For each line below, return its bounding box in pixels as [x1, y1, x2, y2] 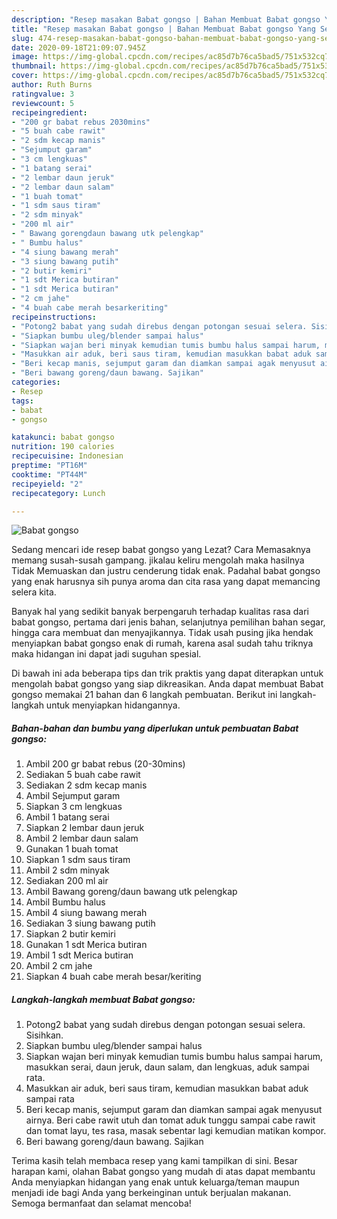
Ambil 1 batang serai [25, 811, 110, 823]
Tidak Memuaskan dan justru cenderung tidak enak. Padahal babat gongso [11, 565, 321, 577]
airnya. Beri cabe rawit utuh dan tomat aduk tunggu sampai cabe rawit [25, 1114, 316, 1126]
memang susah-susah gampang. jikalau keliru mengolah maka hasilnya [11, 554, 305, 566]
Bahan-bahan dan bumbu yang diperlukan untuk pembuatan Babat [11, 722, 299, 734]
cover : [11, 71, 39, 81]
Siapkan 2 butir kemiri [25, 928, 116, 940]
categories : [11, 377, 61, 387]
